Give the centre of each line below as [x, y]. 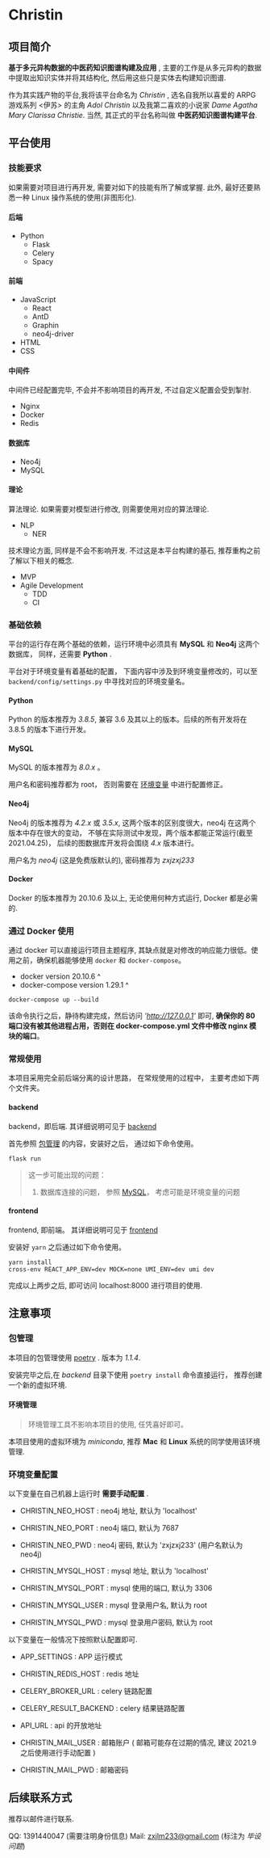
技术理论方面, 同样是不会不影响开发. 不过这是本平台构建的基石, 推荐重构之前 [134, 550]
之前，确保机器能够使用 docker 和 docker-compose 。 [100, 960]
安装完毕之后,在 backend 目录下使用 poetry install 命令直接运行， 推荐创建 [135, 1375]
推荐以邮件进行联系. [42, 1818]
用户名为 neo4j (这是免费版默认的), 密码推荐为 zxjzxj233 [102, 860]
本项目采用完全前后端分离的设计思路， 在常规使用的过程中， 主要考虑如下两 [134, 1078]
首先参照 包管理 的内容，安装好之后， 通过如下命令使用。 [103, 1143]
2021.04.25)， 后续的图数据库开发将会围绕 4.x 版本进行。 [104, 843]
